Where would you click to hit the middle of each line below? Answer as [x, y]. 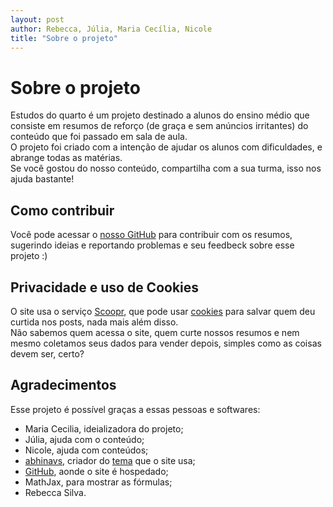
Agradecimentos [63, 385]
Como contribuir [62, 210]
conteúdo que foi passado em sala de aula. [99, 137]
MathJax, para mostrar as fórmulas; [98, 482]
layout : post [37, 19]
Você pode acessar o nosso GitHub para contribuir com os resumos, [151, 235]
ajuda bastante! [42, 179]
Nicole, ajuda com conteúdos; [86, 450]
